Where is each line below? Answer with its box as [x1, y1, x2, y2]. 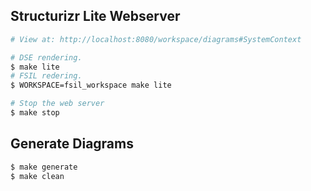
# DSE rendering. [10, 52, 83, 63]
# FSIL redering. [10, 71, 83, 81]
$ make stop [10, 108, 60, 118]
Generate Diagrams [10, 135, 134, 153]
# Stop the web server [10, 99, 105, 109]
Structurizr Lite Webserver [10, 8, 181, 25]
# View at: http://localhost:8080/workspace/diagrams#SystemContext [10, 34, 302, 44]
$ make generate [10, 162, 78, 172]
